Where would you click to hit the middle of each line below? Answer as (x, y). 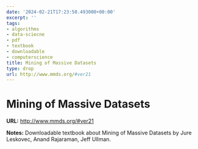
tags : (13, 23)
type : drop (20, 68)
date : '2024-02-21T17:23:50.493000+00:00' (61, 12)
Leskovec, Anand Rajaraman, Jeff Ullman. (59, 139)
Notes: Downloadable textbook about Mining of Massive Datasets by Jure (99, 133)
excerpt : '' (21, 18)
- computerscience (30, 57)
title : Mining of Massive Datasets (51, 63)
